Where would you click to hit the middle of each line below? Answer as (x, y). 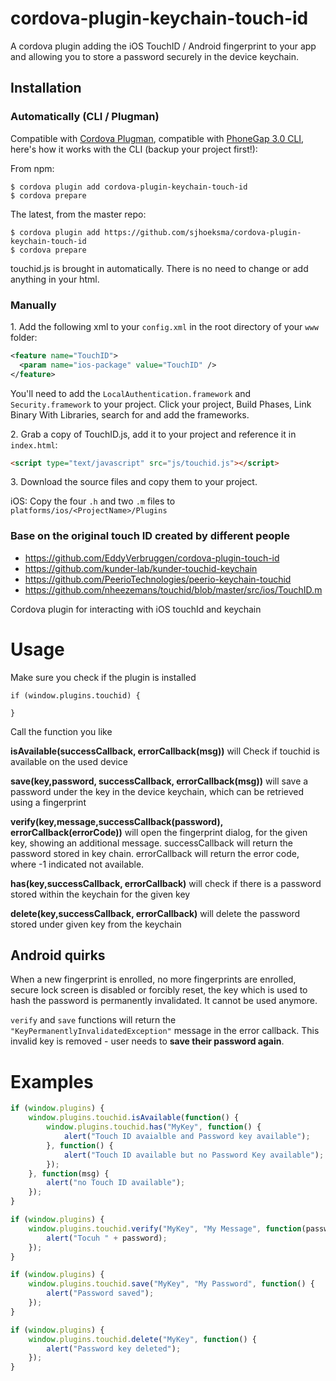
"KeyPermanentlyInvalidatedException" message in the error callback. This (165, 1031)
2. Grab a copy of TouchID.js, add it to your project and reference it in (153, 434)
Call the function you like (61, 731)
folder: (24, 337)
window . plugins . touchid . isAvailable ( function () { (134, 1118)
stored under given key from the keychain (96, 924)
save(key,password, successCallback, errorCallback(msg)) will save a (159, 781)
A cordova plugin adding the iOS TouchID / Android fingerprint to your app (163, 46)
